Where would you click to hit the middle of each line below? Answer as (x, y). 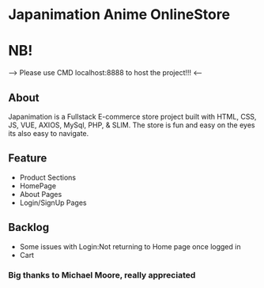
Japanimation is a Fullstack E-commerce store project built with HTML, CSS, (132, 116)
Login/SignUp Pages (53, 203)
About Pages (41, 194)
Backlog (29, 227)
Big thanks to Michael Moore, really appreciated (102, 275)
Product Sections (48, 177)
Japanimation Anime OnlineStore (119, 15)
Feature (28, 159)
